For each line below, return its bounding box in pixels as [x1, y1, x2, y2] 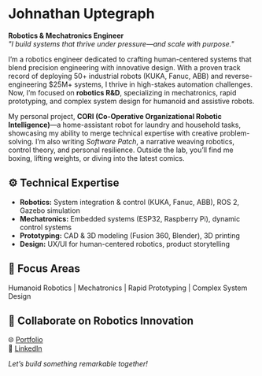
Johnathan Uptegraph [8, 5, 155, 23]
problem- [220, 128, 250, 138]
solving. [8, 136, 34, 146]
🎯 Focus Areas [8, 262, 80, 276]
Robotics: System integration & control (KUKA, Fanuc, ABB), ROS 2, [19, 197, 240, 207]
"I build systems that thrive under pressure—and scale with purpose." [8, 39, 234, 48]
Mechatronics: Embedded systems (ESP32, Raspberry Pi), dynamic [19, 214, 241, 223]
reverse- [224, 71, 253, 80]
